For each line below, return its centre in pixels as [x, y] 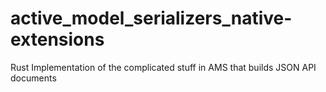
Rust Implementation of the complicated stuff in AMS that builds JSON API [163, 67]
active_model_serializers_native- [151, 18]
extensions [57, 39]
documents [33, 78]
